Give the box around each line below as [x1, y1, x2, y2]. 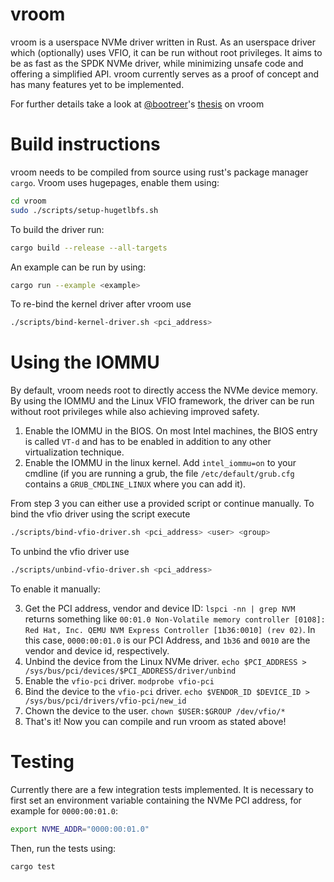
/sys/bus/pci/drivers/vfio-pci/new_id [24, 696, 187, 706]
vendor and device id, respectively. [24, 644, 170, 657]
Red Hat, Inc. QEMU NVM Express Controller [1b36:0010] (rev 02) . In [24, 623, 316, 635]
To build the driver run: [10, 223, 105, 235]
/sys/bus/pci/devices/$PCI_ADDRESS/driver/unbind [24, 666, 237, 676]
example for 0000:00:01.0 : [10, 804, 119, 817]
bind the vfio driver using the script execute [10, 508, 191, 520]
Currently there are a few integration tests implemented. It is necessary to [10, 783, 314, 795]
